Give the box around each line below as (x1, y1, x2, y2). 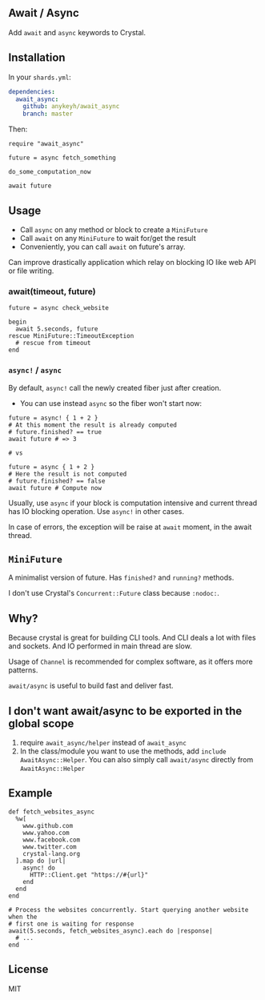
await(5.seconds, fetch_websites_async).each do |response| (8, 926, 214, 935)
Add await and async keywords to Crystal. (8, 27, 147, 37)
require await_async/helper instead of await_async (19, 737, 187, 747)
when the (8, 913, 38, 921)
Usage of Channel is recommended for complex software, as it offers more (8, 657, 254, 667)
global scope (8, 717, 74, 730)
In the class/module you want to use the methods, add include (19, 746, 227, 756)
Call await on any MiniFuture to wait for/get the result (19, 233, 196, 243)
